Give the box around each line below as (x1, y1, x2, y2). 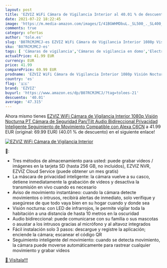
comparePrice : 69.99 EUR (5, 67, 57, 72)
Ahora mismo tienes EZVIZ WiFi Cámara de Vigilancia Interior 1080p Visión (5, 113, 158, 119)
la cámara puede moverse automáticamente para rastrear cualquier (12, 242, 151, 248)
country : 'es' (5, 76, 35, 81)
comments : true (5, 26, 37, 31)
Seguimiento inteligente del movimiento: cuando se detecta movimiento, (12, 237, 161, 243)
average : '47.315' (5, 100, 43, 105)
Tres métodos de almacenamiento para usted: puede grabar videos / (12, 158, 153, 164)
